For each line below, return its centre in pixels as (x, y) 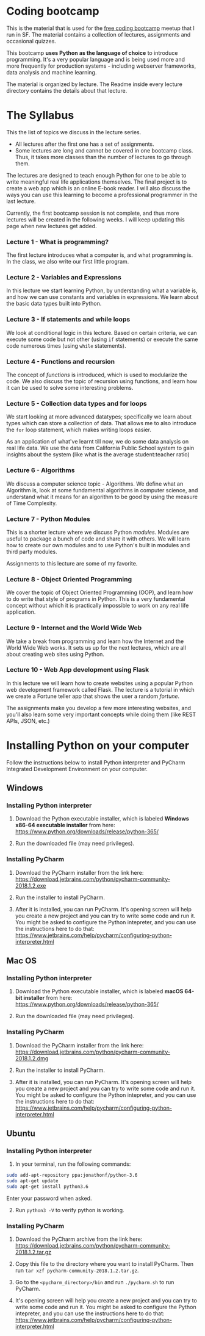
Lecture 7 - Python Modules (48, 519)
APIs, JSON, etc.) (28, 720)
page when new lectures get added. (52, 226)
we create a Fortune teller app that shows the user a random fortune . (93, 696)
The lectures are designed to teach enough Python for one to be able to (96, 175)
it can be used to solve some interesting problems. (70, 388)
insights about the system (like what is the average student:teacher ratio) (98, 454)
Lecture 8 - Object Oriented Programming (69, 579)
